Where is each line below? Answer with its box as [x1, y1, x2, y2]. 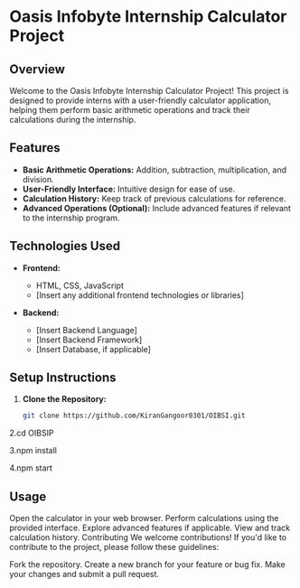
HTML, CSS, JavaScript [35, 280, 124, 291]
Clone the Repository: [22, 394, 107, 405]
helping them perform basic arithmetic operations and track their [9, 105, 250, 115]
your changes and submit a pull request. [9, 569, 160, 580]
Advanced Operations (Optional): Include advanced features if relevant [22, 202, 292, 213]
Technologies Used [9, 238, 120, 254]
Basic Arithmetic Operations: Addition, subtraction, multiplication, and [22, 164, 287, 175]
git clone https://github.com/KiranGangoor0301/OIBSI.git [22, 411, 246, 421]
